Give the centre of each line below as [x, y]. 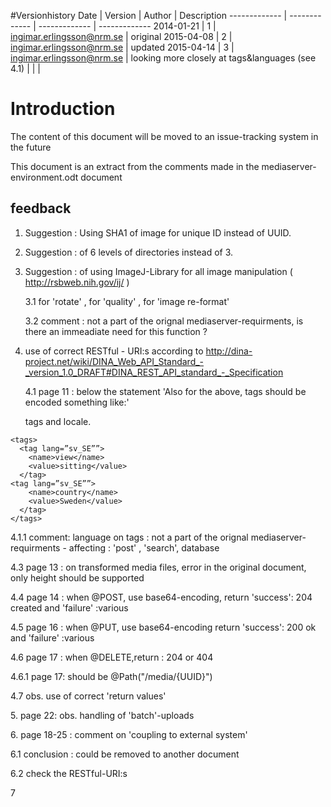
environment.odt [44, 177]
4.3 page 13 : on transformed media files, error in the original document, [158, 567]
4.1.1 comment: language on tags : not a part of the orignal [129, 537]
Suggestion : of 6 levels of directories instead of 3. [129, 252]
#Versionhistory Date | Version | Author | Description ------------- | [149, 15]
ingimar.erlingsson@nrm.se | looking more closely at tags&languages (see [163, 58]
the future [31, 147]
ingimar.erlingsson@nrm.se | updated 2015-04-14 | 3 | [122, 47]
